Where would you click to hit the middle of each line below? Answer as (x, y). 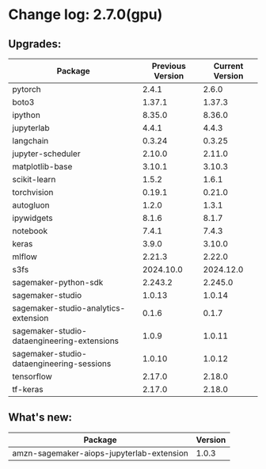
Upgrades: (35, 44)
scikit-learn (34, 179)
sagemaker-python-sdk (58, 282)
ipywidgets (32, 218)
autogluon (31, 205)
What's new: (40, 418)
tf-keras (28, 389)
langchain (30, 141)
